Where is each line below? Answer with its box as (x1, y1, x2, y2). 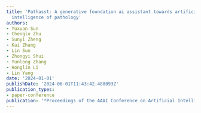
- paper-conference (6, 92, 55, 98)
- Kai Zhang (6, 42, 36, 48)
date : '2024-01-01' (6, 75, 55, 81)
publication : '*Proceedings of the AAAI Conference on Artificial (6, 97, 175, 103)
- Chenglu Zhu (6, 31, 42, 37)
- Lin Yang (6, 70, 33, 76)
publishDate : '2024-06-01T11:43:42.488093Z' (6, 81, 119, 87)
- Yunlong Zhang (6, 59, 47, 65)
